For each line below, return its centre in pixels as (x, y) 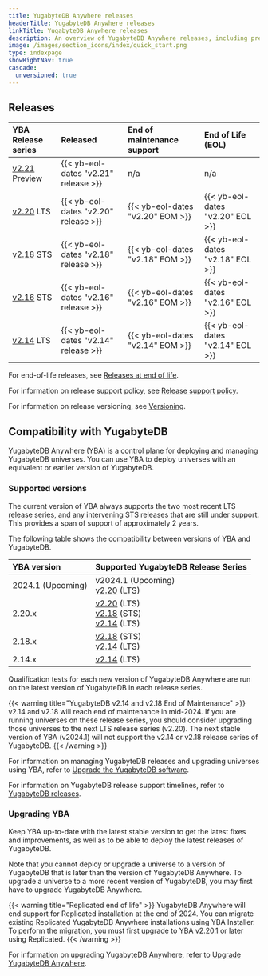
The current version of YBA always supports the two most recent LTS (122, 506)
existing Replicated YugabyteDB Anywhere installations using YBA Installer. (132, 922)
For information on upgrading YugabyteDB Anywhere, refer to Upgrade (125, 954)
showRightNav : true (41, 61)
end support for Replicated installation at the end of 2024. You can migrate (131, 914)
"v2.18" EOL (228, 259)
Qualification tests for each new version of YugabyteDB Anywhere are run (130, 679)
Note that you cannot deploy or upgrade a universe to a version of (117, 864)
